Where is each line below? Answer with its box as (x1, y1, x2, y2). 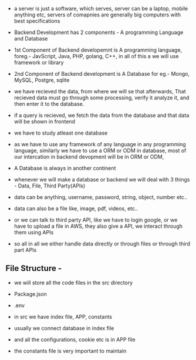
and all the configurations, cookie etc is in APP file (13, 336, 136, 343)
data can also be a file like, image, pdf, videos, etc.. (13, 205, 138, 212)
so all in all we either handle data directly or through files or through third (13, 240, 190, 247)
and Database (13, 35, 48, 42)
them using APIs (13, 229, 54, 235)
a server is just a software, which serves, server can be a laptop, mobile (13, 5, 188, 12)
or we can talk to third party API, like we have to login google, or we (13, 217, 178, 223)
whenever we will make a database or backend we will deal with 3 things (13, 176, 190, 183)
